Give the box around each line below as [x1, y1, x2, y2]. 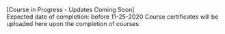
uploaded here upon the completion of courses [6, 20, 140, 27]
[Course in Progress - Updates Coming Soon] [6, 6, 135, 13]
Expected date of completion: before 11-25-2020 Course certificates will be [6, 13, 219, 21]
